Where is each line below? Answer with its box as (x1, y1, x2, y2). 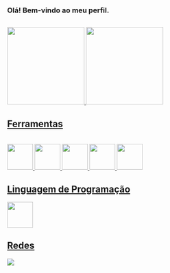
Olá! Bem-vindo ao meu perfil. (7, 6, 110, 15)
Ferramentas (7, 118, 63, 129)
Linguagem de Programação (7, 183, 131, 195)
